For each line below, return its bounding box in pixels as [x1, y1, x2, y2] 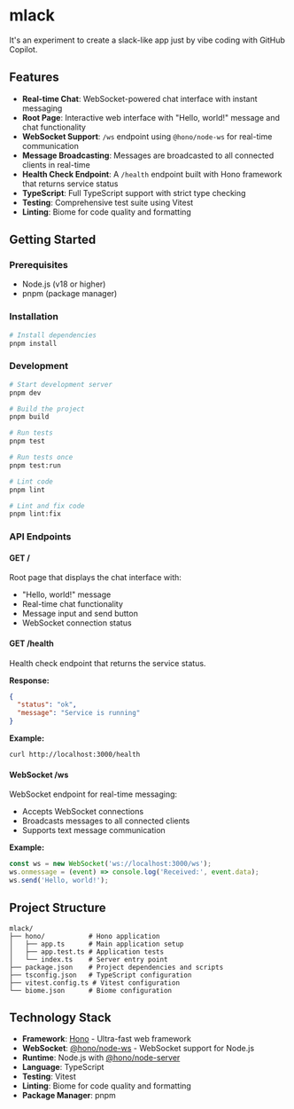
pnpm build [9, 413, 50, 421]
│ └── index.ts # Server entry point [9, 955, 168, 963]
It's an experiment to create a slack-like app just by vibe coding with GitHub [9, 35, 286, 45]
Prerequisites [9, 259, 68, 271]
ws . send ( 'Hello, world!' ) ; [9, 876, 109, 885]
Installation [9, 311, 59, 323]
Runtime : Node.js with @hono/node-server [21, 1052, 181, 1063]
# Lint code [9, 476, 53, 486]
